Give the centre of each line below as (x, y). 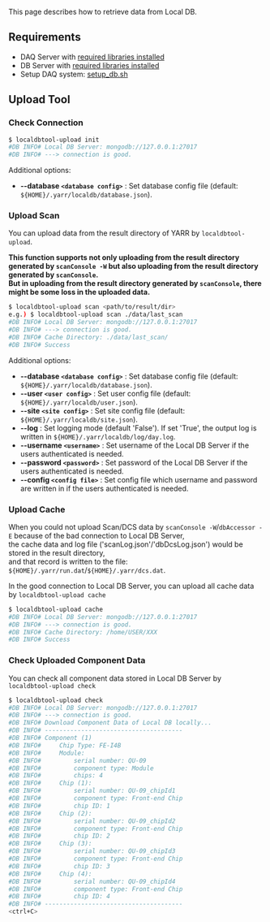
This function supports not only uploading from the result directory (124, 258)
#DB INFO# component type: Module (81, 768)
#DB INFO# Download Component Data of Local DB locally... (110, 723)
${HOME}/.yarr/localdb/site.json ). (79, 419)
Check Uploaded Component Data (77, 660)
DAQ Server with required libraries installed (92, 57)
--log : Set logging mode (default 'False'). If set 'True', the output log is (138, 428)
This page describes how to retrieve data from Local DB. (103, 12)
